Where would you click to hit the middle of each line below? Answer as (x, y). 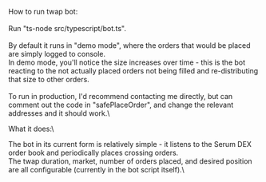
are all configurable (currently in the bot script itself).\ (97, 170)
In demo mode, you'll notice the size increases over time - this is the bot (127, 62)
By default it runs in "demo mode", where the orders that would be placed (129, 45)
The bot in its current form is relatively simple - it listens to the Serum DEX (130, 144)
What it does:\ (31, 129)
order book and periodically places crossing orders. (93, 152)
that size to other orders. (49, 79)
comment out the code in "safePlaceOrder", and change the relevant (121, 105)
